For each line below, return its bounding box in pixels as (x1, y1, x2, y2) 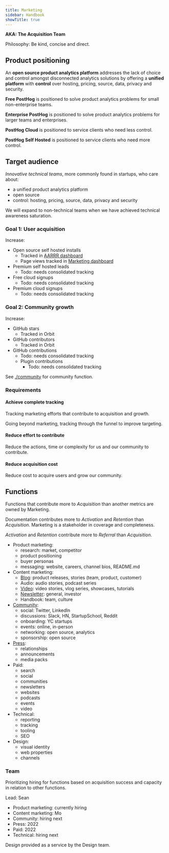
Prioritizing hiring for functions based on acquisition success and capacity (5, 779, 162, 786)
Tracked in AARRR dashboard (20, 252, 83, 259)
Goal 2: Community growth (5, 304, 74, 311)
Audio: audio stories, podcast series (20, 579, 97, 586)
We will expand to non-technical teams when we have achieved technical (5, 207, 160, 213)
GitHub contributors (12, 336, 55, 342)
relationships (20, 645, 48, 651)
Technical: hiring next (12, 832, 59, 838)
